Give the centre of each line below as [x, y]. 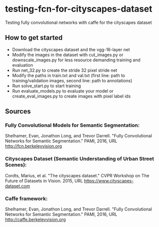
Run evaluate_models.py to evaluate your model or [63, 91]
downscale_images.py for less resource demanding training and [76, 60]
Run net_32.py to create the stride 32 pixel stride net [65, 70]
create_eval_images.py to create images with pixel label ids [71, 96]
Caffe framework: [26, 198]
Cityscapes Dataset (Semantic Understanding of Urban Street [79, 159]
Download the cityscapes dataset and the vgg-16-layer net [71, 49]
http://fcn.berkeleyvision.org [34, 146]
